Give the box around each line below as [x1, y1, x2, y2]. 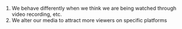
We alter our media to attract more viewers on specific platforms [11, 17, 167, 23]
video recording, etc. [11, 11, 63, 18]
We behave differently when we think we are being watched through [11, 5, 177, 11]
